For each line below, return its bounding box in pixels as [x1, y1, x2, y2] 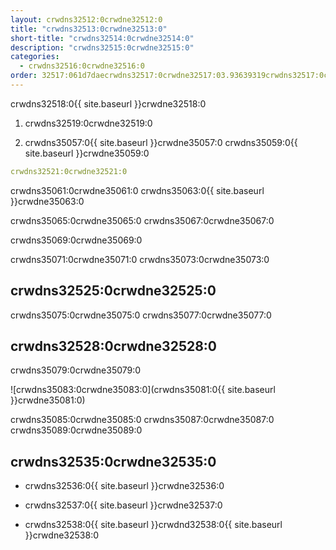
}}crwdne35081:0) [10, 394, 86, 406]
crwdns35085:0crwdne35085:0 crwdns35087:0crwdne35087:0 [10, 414, 275, 426]
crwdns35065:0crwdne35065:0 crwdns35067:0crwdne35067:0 [10, 214, 275, 226]
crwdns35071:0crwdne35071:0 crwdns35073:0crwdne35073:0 [10, 253, 270, 265]
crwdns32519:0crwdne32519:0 [24, 117, 153, 129]
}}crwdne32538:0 [24, 529, 99, 541]
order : [10, 71, 38, 81]
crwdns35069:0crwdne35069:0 [10, 234, 143, 246]
